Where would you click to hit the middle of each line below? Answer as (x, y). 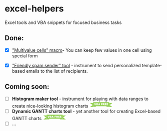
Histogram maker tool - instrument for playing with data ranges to (80, 99)
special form (25, 56)
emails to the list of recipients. (57, 71)
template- (152, 65)
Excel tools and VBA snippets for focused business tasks (63, 22)
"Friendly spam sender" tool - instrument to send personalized (76, 65)
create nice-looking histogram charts (50, 106)
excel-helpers (34, 9)
